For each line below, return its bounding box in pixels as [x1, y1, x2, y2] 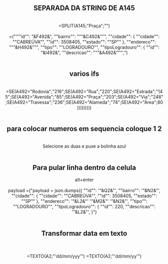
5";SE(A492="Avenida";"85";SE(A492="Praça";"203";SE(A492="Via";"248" [5, 94, 163, 100]
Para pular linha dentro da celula [32, 163, 136, 172]
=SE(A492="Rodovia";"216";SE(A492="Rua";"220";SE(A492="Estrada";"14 [6, 88, 163, 95]
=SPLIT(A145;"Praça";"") [58, 22, 110, 29]
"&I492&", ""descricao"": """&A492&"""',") [40, 50, 128, 56]
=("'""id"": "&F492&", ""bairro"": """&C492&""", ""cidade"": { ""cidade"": [9, 33, 160, 39]
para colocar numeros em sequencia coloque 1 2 [7, 124, 162, 133]
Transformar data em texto [41, 229, 127, 238]
